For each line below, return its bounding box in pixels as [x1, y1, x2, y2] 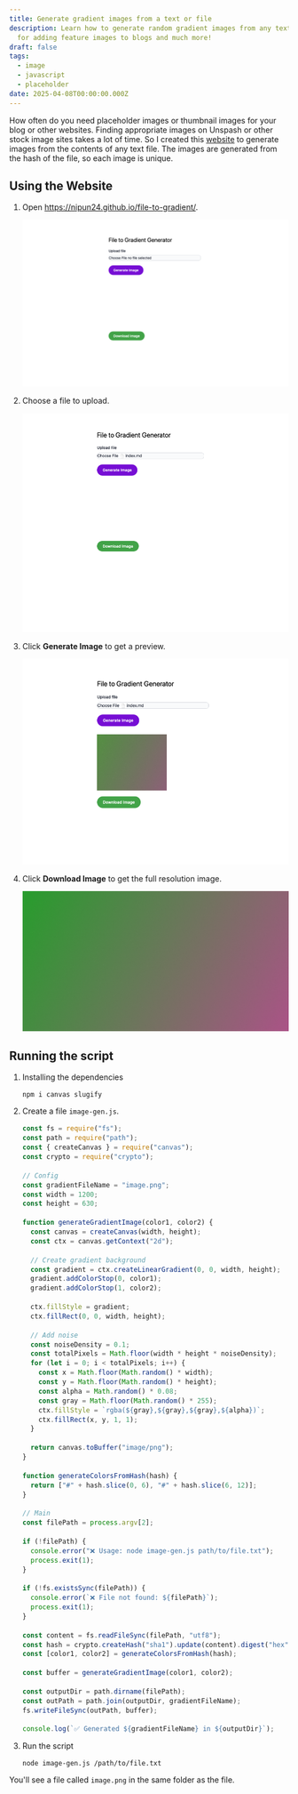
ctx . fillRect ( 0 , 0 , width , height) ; [30, 1312, 166, 1321]
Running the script [9, 1048, 114, 1063]
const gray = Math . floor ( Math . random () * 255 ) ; [38, 1396, 217, 1405]
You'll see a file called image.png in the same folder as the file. [9, 1774, 235, 1785]
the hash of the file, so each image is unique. [9, 152, 174, 164]
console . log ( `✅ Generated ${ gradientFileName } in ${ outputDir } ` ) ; [21, 1725, 275, 1734]
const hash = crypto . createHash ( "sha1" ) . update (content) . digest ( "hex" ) [21, 1640, 293, 1649]
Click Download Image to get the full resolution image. [21, 873, 223, 884]
